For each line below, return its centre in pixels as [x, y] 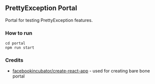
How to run [19, 33]
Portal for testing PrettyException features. [49, 20]
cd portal [15, 43]
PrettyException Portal [41, 8]
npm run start [20, 48]
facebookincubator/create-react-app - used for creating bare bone [81, 71]
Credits [14, 60]
